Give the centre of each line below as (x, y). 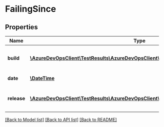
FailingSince (31, 9)
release (16, 98)
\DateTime (42, 78)
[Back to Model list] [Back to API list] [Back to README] (61, 120)
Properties (21, 27)
